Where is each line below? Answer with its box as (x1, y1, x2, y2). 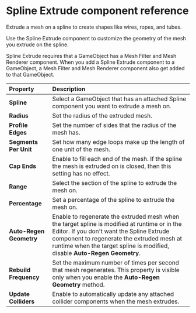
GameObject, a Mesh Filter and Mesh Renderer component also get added (6, 64, 185, 71)
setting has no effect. (52, 169, 110, 177)
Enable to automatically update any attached (52, 290, 174, 298)
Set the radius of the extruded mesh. (52, 111, 153, 119)
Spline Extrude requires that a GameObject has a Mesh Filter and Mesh (6, 52, 177, 59)
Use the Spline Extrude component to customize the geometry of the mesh (6, 35, 187, 42)
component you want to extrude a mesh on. (52, 102, 171, 110)
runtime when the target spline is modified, (52, 242, 170, 250)
